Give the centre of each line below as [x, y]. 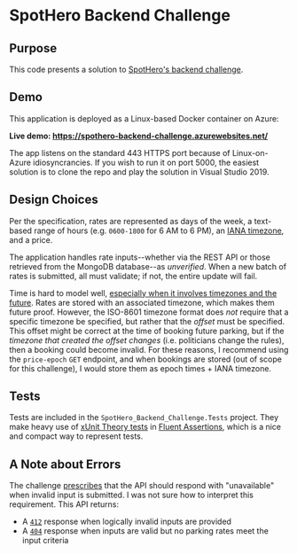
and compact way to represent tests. [76, 436]
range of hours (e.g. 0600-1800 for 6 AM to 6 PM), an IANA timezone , [159, 230]
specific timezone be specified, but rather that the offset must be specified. [147, 321]
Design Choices [54, 200]
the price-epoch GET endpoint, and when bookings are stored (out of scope [145, 359]
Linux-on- [250, 152]
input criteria [45, 541]
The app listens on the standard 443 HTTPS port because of [120, 152]
